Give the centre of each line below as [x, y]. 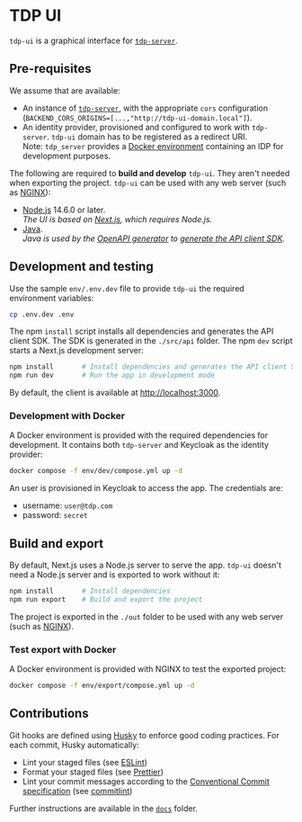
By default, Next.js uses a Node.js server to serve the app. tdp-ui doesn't [145, 565]
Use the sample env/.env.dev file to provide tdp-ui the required [127, 288]
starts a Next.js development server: [76, 351]
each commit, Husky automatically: [74, 745]
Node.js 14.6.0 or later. [64, 210]
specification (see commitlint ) [77, 791]
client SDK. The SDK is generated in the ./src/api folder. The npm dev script [151, 341]
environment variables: [52, 298]
